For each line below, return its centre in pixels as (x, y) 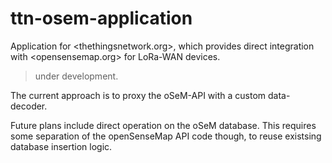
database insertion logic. (61, 146)
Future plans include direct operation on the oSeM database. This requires (163, 125)
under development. (76, 76)
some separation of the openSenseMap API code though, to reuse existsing (166, 136)
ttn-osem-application (101, 18)
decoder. (29, 106)
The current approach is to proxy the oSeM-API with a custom (138, 95)
